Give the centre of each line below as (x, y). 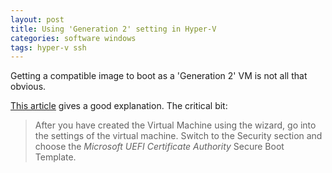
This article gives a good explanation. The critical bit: (119, 106)
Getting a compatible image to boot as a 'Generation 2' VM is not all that (159, 76)
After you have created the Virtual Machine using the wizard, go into (175, 125)
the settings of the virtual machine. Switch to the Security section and (178, 136)
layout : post (37, 19)
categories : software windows (73, 38)
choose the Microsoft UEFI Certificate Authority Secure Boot (159, 147)
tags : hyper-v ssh (48, 47)
